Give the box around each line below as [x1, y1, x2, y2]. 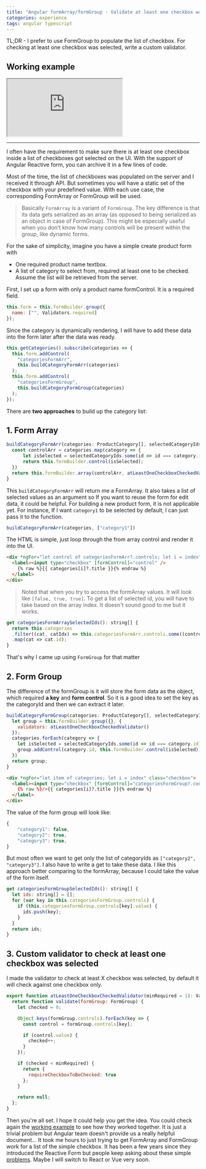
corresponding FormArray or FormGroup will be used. [6, 193, 142, 200]
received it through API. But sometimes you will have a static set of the [6, 179, 185, 187]
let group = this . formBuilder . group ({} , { [12, 718, 122, 724]
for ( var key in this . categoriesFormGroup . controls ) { [12, 897, 155, 904]
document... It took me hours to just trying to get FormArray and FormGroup [6, 1136, 198, 1143]
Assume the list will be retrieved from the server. [15, 274, 138, 281]
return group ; [12, 758, 48, 764]
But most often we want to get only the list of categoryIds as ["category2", [6, 854, 196, 862]
